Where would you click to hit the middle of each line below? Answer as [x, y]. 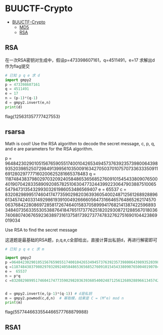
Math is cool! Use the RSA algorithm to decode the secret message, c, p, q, [80, 143]
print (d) [14, 107]
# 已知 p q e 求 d [23, 75]
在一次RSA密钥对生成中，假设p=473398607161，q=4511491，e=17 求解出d [80, 60]
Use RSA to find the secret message [41, 230]
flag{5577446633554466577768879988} [47, 312]
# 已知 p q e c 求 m [25, 249]
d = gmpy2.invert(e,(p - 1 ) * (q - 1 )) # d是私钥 [49, 294]
